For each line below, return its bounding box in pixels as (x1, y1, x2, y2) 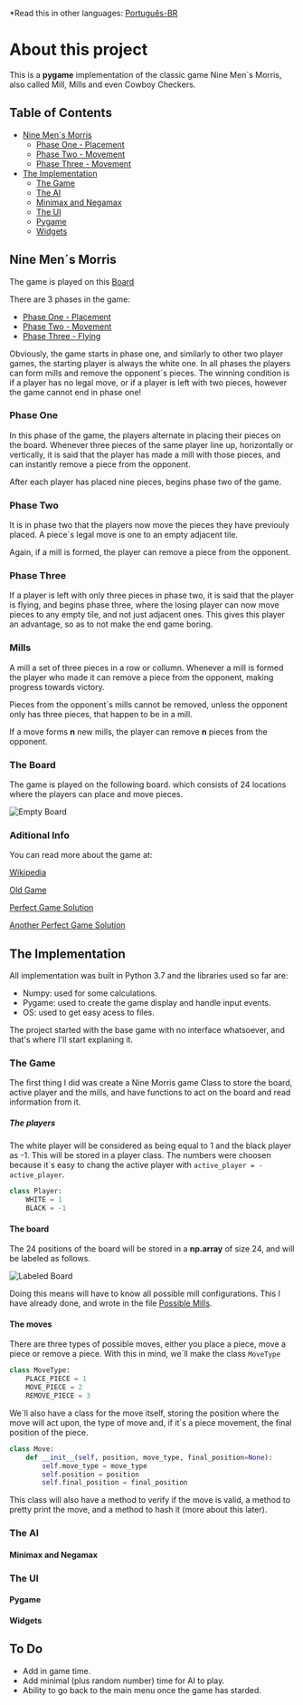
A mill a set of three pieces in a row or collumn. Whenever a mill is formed (9, 662, 284, 673)
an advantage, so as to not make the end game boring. (9, 619, 213, 629)
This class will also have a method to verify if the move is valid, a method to (9, 1495, 291, 1505)
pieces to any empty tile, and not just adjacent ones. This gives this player (9, 609, 285, 620)
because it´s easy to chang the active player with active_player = (9, 1160, 255, 1171)
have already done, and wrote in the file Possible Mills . (9, 1298, 213, 1309)
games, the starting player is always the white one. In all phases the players (9, 357, 291, 368)
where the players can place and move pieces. (9, 789, 184, 800)
